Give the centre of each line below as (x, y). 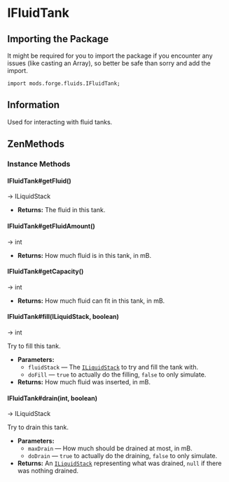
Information (34, 105)
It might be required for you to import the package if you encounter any (110, 56)
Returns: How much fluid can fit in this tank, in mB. (91, 301)
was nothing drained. (48, 471)
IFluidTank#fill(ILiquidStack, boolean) (63, 317)
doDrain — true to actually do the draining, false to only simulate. (123, 456)
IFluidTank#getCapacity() (46, 271)
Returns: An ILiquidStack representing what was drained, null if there (119, 463)
